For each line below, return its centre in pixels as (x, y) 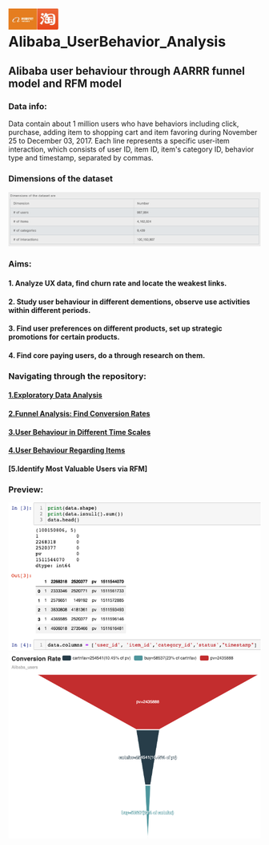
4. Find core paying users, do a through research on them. (107, 355)
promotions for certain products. (64, 337)
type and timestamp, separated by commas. (81, 158)
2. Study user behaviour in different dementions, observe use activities (129, 302)
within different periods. (50, 310)
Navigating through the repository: (77, 376)
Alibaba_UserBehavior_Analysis (117, 41)
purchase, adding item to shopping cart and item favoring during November (133, 132)
